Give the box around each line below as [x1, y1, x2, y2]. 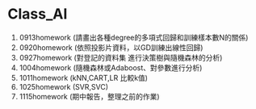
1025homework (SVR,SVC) [19, 82, 109, 91]
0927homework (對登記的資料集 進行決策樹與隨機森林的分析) [19, 52, 223, 62]
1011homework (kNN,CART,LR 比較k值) [19, 73, 149, 82]
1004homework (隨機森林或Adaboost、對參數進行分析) [19, 62, 203, 73]
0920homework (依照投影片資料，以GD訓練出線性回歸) [19, 42, 204, 52]
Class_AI [7, 5, 68, 23]
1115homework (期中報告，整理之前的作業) [19, 91, 160, 101]
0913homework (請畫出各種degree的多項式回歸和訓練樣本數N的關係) [19, 32, 249, 42]
